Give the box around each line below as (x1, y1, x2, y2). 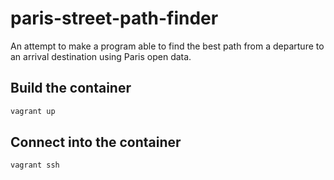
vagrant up (10, 106, 56, 116)
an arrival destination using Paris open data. (10, 50, 192, 62)
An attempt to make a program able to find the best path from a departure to (10, 40, 325, 52)
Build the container (10, 80, 132, 97)
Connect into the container (10, 134, 182, 151)
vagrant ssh (10, 160, 60, 171)
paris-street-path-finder (10, 7, 219, 30)
